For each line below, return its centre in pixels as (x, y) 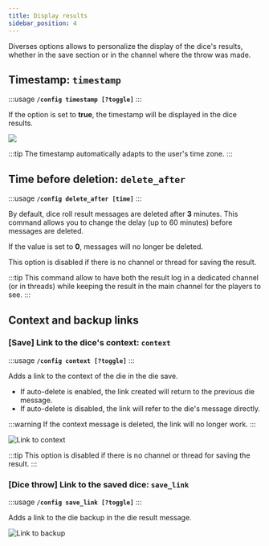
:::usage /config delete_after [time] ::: (75, 198)
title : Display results (48, 16)
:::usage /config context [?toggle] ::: (71, 360)
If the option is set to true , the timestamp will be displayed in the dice (122, 115)
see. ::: (19, 295)
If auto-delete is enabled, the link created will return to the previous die (137, 391)
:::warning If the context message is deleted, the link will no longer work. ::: (132, 424)
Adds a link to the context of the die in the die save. (93, 376)
